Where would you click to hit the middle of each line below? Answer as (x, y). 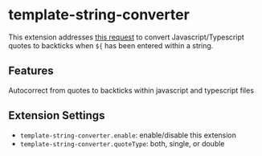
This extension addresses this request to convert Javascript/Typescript (127, 37)
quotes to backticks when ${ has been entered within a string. (111, 45)
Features (31, 71)
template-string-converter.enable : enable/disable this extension (128, 135)
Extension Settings (57, 115)
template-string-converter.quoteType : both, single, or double (122, 143)
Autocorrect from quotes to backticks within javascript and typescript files (131, 90)
